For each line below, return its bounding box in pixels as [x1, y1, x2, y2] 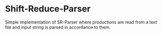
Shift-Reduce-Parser [5, 3, 91, 14]
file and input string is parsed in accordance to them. [5, 24, 111, 30]
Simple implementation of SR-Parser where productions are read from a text [5, 19, 157, 25]
